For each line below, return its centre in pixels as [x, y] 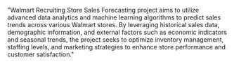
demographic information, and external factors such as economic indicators [117, 32]
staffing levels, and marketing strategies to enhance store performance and [117, 47]
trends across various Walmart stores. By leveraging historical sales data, [113, 25]
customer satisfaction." [41, 54]
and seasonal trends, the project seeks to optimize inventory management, [116, 40]
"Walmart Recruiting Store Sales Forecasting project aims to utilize [103, 10]
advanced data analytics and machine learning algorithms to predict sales [114, 17]
